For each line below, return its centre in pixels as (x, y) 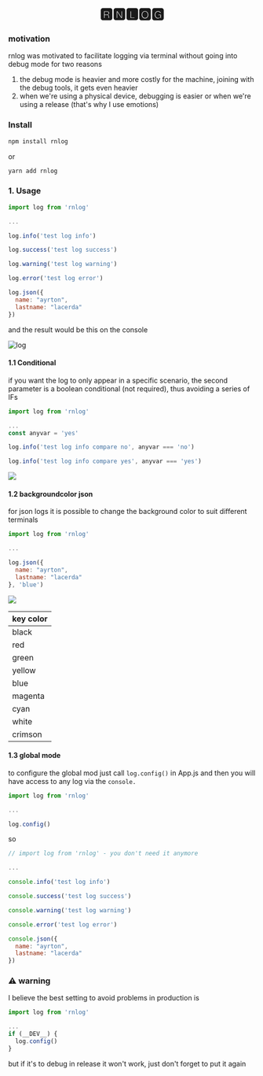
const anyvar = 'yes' (44, 433)
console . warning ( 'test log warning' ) (70, 910)
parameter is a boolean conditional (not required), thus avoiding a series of (129, 388)
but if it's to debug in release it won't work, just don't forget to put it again (127, 1063)
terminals (23, 520)
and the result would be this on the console (78, 329)
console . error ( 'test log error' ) (63, 924)
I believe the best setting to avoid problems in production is (104, 998)
